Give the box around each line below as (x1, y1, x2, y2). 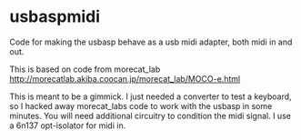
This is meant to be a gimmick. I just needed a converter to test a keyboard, (9, 91, 293, 102)
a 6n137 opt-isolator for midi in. (9, 120, 126, 131)
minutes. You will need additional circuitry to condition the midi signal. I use (9, 110, 291, 121)
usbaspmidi (9, 6, 101, 27)
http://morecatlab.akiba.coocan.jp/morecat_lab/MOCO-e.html (9, 73, 241, 84)
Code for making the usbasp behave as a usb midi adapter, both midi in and (9, 36, 293, 47)
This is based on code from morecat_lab (9, 64, 161, 75)
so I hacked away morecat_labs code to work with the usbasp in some (9, 100, 273, 111)
